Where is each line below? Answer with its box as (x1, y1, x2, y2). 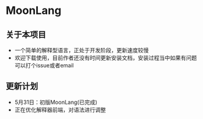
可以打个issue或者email (14, 62, 74, 69)
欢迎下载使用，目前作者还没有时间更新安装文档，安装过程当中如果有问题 (14, 54, 197, 61)
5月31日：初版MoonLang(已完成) (14, 98, 97, 106)
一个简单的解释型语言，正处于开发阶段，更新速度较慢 (14, 47, 149, 53)
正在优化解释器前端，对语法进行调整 (14, 106, 106, 113)
